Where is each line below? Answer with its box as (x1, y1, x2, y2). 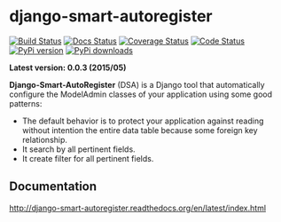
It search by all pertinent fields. (21, 144, 136, 155)
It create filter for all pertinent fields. (21, 153, 154, 163)
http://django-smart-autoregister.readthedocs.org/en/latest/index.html (9, 202, 267, 213)
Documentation (9, 179, 98, 194)
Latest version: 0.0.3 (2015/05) (9, 62, 127, 73)
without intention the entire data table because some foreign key (21, 124, 259, 135)
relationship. (21, 134, 68, 145)
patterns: (9, 98, 43, 108)
